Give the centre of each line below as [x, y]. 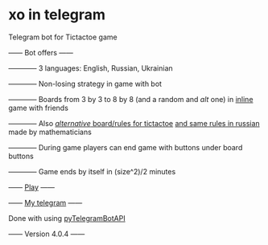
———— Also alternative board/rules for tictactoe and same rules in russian [134, 123]
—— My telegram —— [45, 202]
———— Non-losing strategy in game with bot [85, 84]
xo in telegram [57, 15]
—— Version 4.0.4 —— [47, 234]
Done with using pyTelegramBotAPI [67, 218]
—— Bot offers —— [41, 52]
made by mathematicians [50, 132]
